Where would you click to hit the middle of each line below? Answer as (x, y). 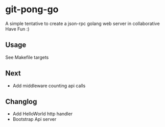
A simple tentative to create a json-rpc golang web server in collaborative (82, 23)
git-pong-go (32, 9)
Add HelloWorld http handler (43, 114)
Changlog (21, 101)
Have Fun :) (17, 29)
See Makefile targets (27, 57)
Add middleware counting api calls (49, 86)
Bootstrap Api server (34, 119)
